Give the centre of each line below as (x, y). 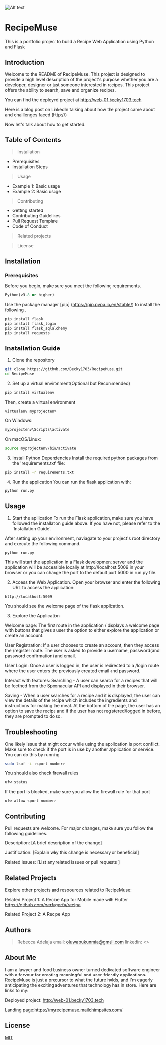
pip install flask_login (31, 324)
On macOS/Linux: (23, 439)
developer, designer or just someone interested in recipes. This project (77, 85)
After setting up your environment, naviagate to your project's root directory (83, 538)
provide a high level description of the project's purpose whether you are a (82, 79)
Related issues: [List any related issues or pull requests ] (63, 862)
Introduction (25, 62)
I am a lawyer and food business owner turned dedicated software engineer (83, 969)
